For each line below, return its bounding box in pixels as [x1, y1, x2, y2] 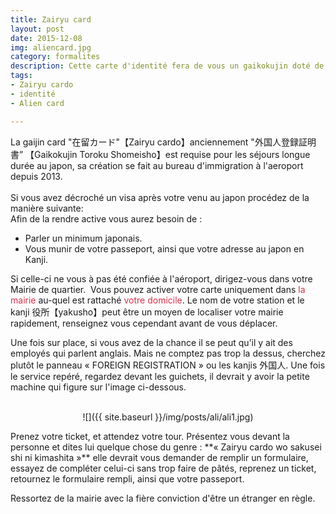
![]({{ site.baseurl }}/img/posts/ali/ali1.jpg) [82, 411, 254, 423]
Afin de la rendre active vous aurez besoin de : [10, 212, 203, 225]
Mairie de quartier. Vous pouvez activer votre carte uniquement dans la [10, 283, 306, 295]
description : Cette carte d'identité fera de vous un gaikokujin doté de [10, 61, 325, 71]
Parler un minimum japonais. [24, 232, 143, 244]
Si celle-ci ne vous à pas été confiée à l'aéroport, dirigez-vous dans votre [10, 272, 313, 285]
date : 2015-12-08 [10, 33, 83, 43]
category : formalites [10, 52, 101, 62]
